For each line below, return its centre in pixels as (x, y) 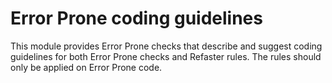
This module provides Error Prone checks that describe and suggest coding (166, 46)
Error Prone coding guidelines (136, 18)
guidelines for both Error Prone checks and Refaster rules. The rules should (166, 56)
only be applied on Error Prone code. (86, 67)
